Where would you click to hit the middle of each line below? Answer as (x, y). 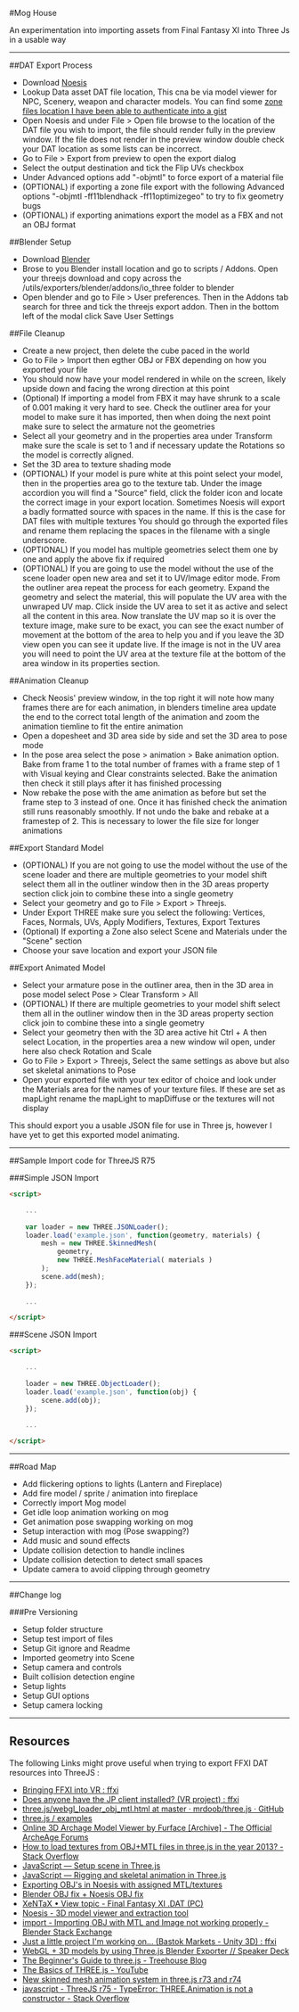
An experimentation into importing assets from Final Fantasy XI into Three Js (149, 30)
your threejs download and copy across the (102, 278)
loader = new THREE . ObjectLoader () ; (93, 1383)
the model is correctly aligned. (78, 455)
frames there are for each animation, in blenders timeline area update (149, 707)
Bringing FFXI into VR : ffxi (70, 1789)
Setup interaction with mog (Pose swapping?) (105, 1531)
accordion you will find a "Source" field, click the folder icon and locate (152, 493)
